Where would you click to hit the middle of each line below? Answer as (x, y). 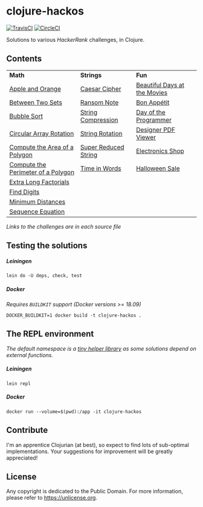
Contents (24, 59)
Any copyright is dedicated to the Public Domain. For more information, (95, 491)
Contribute (27, 430)
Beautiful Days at (160, 85)
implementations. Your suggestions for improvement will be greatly (90, 451)
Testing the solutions (47, 246)
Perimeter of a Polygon (42, 172)
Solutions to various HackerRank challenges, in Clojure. (76, 39)
